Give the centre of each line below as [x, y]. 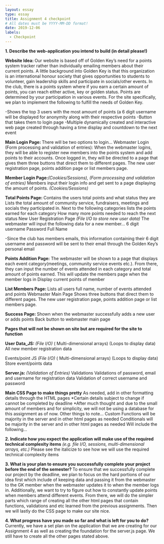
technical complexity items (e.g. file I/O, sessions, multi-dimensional [75, 444]
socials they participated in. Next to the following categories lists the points [81, 208]
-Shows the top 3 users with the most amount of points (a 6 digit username [81, 111]
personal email [20, 249]
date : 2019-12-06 [23, 28]
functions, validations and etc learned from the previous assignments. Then [81, 506]
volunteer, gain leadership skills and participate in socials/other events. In [79, 81]
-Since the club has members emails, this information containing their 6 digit [82, 238]
